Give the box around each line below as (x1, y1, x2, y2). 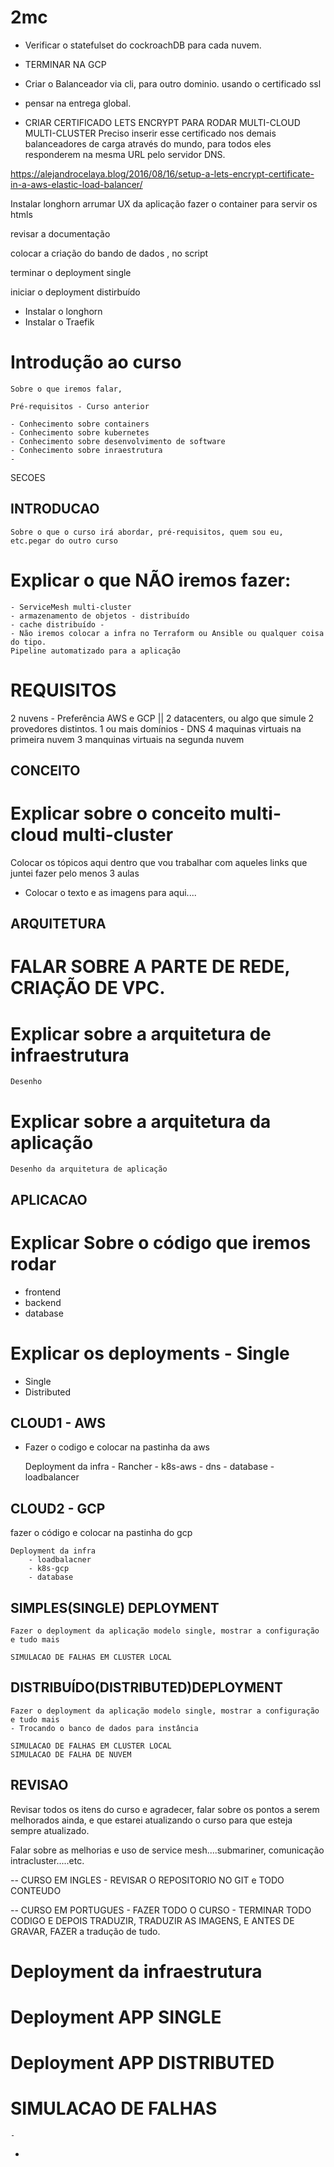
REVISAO (10, 1777, 69, 1794)
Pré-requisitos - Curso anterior (10, 401, 150, 411)
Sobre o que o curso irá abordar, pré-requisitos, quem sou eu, (10, 527, 284, 537)
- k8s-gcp (28, 1564, 70, 1574)
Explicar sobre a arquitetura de (10, 1022, 272, 1045)
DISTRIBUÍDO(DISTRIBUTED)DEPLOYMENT (10, 1679, 284, 1696)
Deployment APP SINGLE (10, 2006, 222, 2029)
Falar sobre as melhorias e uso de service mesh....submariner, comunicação (10, 1844, 325, 1856)
